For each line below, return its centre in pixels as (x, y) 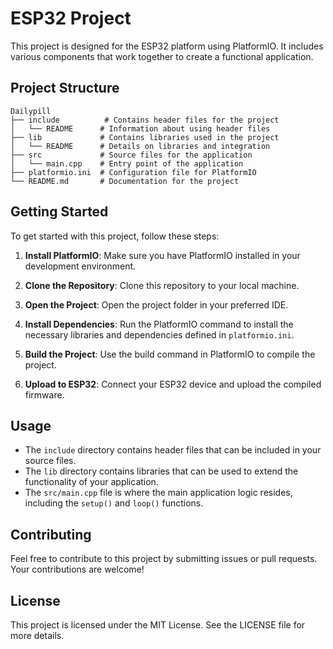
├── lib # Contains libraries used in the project (145, 137)
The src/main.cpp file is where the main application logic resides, (158, 493)
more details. (37, 635)
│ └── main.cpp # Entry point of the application (127, 163)
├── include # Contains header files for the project (145, 120)
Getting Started (59, 212)
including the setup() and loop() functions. (114, 503)
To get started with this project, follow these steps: (115, 236)
